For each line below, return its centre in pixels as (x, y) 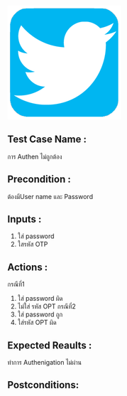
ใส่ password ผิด (40, 299)
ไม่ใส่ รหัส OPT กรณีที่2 (47, 306)
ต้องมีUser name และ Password (50, 196)
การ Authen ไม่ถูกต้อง (35, 156)
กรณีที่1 (16, 284)
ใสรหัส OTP (33, 245)
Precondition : (39, 180)
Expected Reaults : (50, 345)
